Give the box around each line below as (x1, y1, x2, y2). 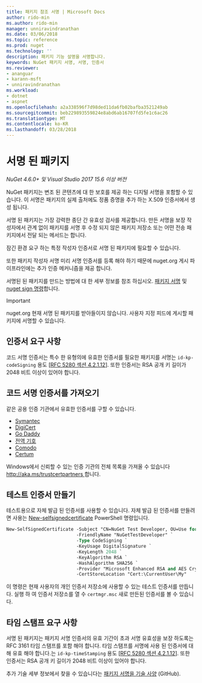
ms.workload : (6, 87, 39, 94)
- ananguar (6, 71, 34, 77)
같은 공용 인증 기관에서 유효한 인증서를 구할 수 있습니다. (6, 405, 136, 412)
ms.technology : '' (6, 48, 52, 54)
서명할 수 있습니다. (22, 317, 66, 324)
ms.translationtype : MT (6, 115, 66, 121)
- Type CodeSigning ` (76, 538, 128, 544)
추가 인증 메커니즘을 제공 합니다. (37, 264, 112, 272)
